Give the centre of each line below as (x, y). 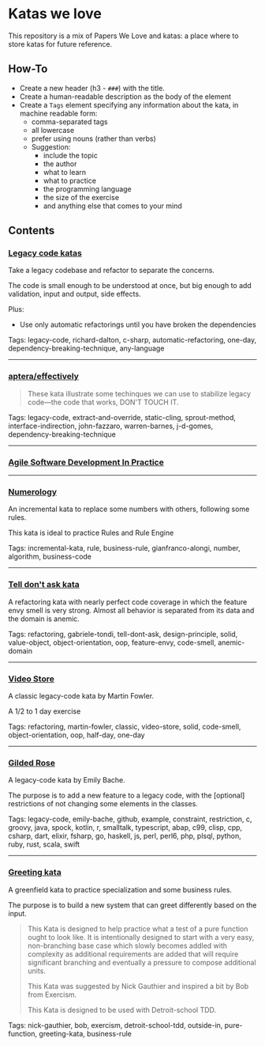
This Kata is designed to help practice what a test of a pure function (138, 929)
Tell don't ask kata (44, 585)
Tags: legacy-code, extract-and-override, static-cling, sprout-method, (122, 417)
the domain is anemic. (44, 619)
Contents (32, 231)
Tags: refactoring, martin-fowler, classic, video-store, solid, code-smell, (125, 726)
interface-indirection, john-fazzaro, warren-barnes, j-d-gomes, (111, 426)
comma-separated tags (69, 121)
